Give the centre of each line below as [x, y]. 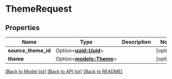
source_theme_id [29, 50]
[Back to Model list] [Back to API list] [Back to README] [64, 71]
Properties [23, 28]
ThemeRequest [39, 9]
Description [136, 42]
